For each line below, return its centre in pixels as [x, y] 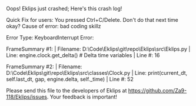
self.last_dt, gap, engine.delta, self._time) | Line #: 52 [70, 79]
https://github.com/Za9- [157, 90]
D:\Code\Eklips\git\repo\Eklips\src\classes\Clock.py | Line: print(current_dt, [97, 73]
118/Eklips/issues [26, 97]
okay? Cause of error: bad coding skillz [54, 26]
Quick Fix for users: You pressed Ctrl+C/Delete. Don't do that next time [92, 20]
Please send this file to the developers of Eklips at [67, 90]
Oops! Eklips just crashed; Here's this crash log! [64, 9]
